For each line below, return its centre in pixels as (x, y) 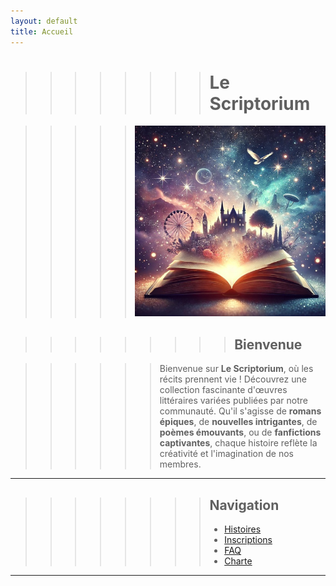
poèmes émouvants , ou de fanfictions (240, 432)
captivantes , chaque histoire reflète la (238, 443)
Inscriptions (248, 540)
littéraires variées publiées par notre (233, 401)
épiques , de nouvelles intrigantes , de (238, 422)
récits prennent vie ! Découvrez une (233, 379)
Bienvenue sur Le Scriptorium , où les (236, 369)
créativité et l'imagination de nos (226, 454)
